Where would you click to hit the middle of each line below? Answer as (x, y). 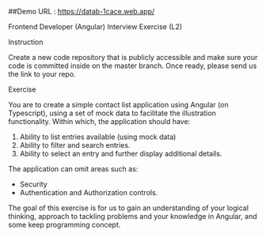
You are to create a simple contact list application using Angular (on (118, 105)
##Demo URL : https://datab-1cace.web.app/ (82, 11)
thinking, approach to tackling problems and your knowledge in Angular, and (133, 216)
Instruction (26, 42)
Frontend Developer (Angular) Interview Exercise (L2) (95, 26)
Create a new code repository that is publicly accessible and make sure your (133, 57)
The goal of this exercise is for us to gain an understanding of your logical (129, 208)
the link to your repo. (42, 74)
